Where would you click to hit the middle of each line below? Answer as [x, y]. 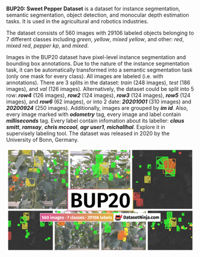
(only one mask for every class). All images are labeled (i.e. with [85, 76]
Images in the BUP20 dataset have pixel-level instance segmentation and [96, 57]
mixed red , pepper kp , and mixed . [47, 45]
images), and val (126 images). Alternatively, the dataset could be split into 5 [100, 89]
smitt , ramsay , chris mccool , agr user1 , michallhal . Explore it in [86, 127]
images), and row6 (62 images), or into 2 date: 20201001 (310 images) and [99, 102]
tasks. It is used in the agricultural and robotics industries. [77, 21]
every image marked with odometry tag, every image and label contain [93, 114]
